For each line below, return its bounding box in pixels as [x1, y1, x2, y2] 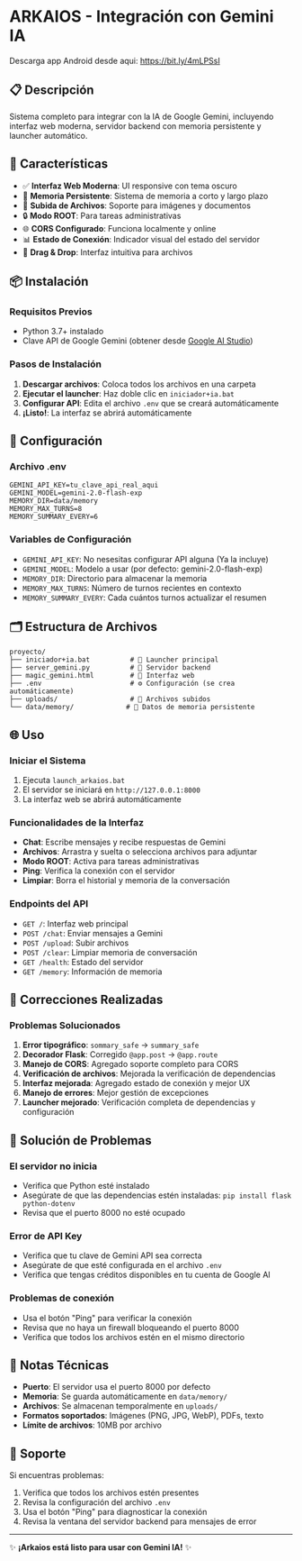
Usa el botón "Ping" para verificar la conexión [22, 1312, 192, 1323]
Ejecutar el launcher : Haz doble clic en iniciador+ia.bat [22, 388, 235, 398]
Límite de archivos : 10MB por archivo [22, 1420, 162, 1430]
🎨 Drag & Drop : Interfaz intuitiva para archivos [22, 246, 193, 258]
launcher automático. [9, 130, 88, 141]
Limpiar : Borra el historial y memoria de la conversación [22, 875, 231, 886]
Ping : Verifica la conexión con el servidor [22, 865, 175, 876]
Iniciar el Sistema [9, 754, 86, 767]
